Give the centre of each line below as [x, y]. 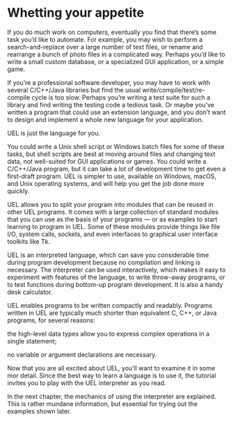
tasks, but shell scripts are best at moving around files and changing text [111, 154]
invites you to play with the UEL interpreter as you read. [87, 383]
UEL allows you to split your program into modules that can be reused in [111, 204]
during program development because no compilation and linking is [104, 262]
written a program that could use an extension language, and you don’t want [116, 112]
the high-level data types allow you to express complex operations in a [109, 334]
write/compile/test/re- [174, 90]
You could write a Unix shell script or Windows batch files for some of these [116, 146]
